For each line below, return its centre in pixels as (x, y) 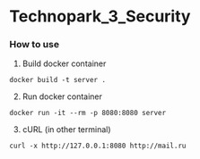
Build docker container (64, 63)
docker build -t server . (57, 80)
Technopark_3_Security (100, 17)
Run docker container (62, 96)
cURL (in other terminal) (66, 130)
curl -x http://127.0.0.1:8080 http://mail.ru (98, 146)
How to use (35, 45)
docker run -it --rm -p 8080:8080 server (88, 113)
